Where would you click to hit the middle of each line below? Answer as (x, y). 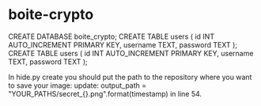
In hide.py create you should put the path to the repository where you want (130, 77)
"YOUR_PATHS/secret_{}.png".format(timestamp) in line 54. (105, 93)
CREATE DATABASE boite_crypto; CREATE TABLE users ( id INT (112, 36)
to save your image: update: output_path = (78, 85)
